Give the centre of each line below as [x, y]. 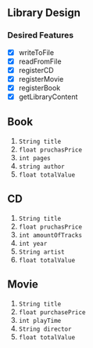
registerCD [36, 70]
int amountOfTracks [50, 235]
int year [33, 244]
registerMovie [41, 79]
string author [41, 167]
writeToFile [36, 52]
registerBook [39, 88]
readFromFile [40, 61]
